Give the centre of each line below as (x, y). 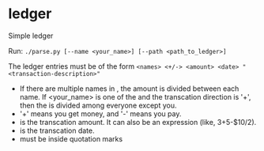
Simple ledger (31, 36)
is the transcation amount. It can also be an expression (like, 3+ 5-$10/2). (138, 122)
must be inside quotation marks (71, 138)
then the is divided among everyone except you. (98, 105)
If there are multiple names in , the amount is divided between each (129, 89)
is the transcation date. (57, 130)
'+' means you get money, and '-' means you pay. (100, 113)
